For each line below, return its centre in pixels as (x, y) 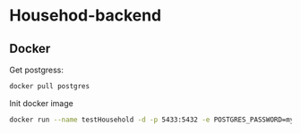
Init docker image (41, 103)
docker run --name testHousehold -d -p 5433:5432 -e (110, 120)
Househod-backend (86, 16)
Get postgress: (37, 70)
